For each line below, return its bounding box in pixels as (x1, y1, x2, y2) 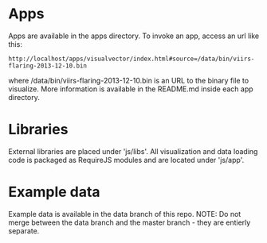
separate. (8, 226, 40, 235)
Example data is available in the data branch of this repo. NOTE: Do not (8, 209, 241, 218)
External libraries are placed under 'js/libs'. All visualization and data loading (8, 146, 258, 156)
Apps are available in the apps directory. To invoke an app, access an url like (8, 31, 260, 40)
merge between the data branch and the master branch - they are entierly (8, 218, 251, 227)
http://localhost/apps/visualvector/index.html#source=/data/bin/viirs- (8, 55, 255, 63)
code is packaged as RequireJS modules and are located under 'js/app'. (8, 155, 245, 164)
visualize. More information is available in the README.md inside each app (8, 84, 253, 94)
